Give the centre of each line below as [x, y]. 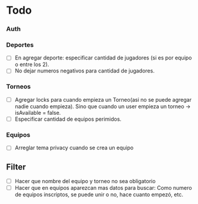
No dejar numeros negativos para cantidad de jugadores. [84, 71]
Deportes [20, 45]
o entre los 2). [32, 65]
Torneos [18, 87]
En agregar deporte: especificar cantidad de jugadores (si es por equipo [103, 58]
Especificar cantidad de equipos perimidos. [68, 119]
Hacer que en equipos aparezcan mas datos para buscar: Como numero [103, 188]
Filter [16, 167]
